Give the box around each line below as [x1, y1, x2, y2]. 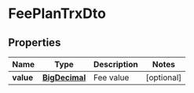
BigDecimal [42, 72, 86, 83]
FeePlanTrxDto [8, 5, 106, 23]
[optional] [145, 72, 182, 83]
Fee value [93, 72, 130, 83]
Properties [8, 36, 61, 49]
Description [93, 59, 139, 70]
